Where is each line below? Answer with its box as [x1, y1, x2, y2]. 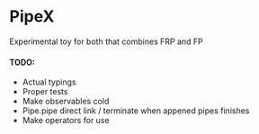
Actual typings [22, 76, 76, 87]
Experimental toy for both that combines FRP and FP [9, 36, 204, 47]
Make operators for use [22, 115, 110, 126]
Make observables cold [22, 96, 110, 107]
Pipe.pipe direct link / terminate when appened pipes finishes [22, 105, 250, 116]
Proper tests [22, 86, 68, 97]
